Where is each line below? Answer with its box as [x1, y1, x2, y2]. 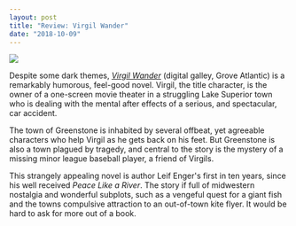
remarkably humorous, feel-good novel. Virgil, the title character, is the [9, 80, 268, 90]
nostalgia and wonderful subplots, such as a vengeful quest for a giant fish [9, 190, 283, 200]
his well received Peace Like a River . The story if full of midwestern [9, 180, 255, 191]
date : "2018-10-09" [9, 29, 82, 38]
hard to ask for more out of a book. [9, 208, 137, 219]
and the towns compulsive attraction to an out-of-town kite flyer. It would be [9, 199, 287, 209]
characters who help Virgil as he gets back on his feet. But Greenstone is [9, 135, 276, 145]
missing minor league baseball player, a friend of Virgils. [9, 153, 214, 164]
